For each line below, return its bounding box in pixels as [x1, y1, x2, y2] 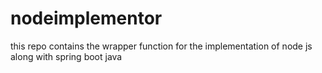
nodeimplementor [10, 7, 163, 30]
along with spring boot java [10, 50, 123, 62]
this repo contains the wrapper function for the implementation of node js [10, 40, 313, 52]
